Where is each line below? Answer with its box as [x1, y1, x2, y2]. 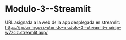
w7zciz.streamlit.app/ [5, 29, 48, 35]
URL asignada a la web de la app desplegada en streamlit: [5, 19, 120, 25]
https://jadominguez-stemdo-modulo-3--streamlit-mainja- [5, 24, 121, 30]
